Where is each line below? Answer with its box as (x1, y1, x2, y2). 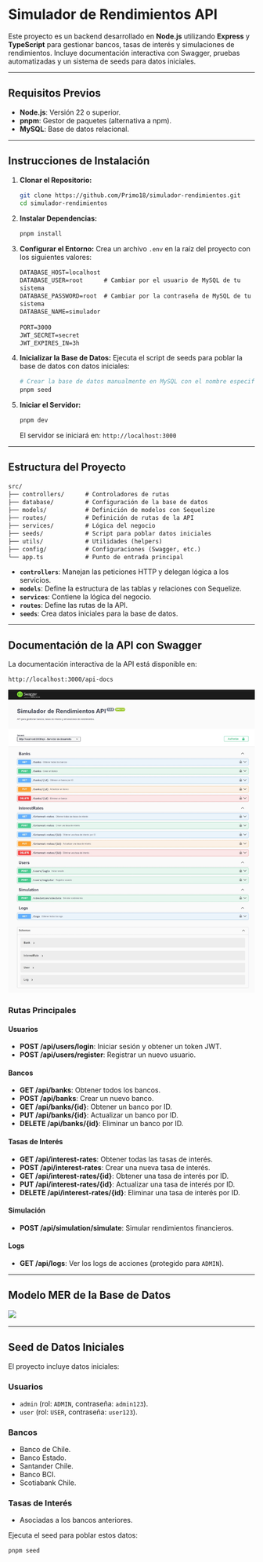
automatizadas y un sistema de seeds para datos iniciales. (8, 57, 196, 66)
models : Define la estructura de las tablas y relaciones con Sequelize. (19, 583, 242, 593)
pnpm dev (19, 416, 49, 424)
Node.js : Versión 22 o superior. (19, 108, 121, 117)
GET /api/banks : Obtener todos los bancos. (19, 1085, 161, 1095)
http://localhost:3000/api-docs (8, 675, 113, 684)
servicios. (19, 575, 52, 584)
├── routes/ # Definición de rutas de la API (8, 514, 194, 521)
